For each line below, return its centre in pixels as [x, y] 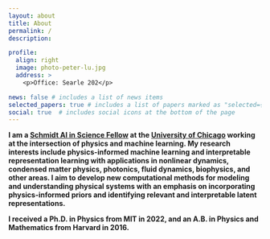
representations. [37, 204]
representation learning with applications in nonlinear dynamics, [119, 161]
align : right [37, 60]
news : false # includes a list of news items [86, 97]
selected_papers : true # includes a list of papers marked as [115, 105]
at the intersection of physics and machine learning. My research [120, 144]
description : [30, 38]
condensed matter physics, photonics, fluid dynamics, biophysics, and [129, 169]
